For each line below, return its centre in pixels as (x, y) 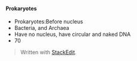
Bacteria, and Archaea (42, 28)
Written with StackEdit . (48, 52)
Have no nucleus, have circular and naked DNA (72, 34)
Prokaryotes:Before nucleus (48, 22)
